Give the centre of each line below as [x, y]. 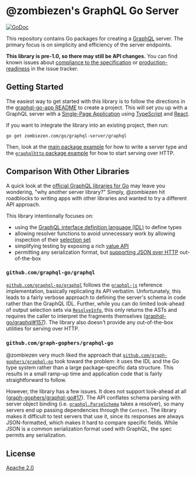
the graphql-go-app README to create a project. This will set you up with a [97, 108]
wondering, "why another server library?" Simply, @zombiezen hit [85, 192]
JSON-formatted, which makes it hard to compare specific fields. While [92, 423]
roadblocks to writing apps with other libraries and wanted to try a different [97, 198]
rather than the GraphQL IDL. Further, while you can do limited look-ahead [95, 303]
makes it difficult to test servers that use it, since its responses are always [95, 416]
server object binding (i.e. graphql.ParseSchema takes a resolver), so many [95, 404]
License [21, 454]
